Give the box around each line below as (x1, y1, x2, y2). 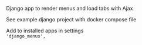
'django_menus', (6, 33, 46, 39)
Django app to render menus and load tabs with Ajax (6, 5, 133, 12)
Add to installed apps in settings (6, 27, 84, 34)
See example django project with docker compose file (6, 16, 137, 22)
